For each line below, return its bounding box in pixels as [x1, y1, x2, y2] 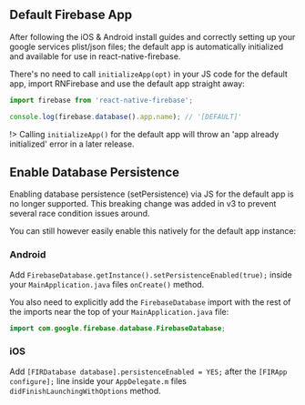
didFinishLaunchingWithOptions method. [9, 385, 161, 396]
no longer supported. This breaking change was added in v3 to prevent [9, 198, 277, 209]
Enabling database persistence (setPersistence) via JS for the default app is [9, 188, 294, 199]
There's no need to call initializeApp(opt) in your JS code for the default [9, 68, 289, 79]
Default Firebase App [9, 7, 133, 23]
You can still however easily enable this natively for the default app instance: [9, 226, 297, 237]
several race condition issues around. [9, 208, 150, 219]
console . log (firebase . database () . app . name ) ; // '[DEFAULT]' [9, 112, 243, 121]
